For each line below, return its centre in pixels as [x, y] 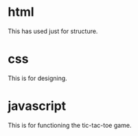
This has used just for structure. [53, 31]
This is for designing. [37, 78]
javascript [37, 106]
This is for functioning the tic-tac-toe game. [70, 125]
